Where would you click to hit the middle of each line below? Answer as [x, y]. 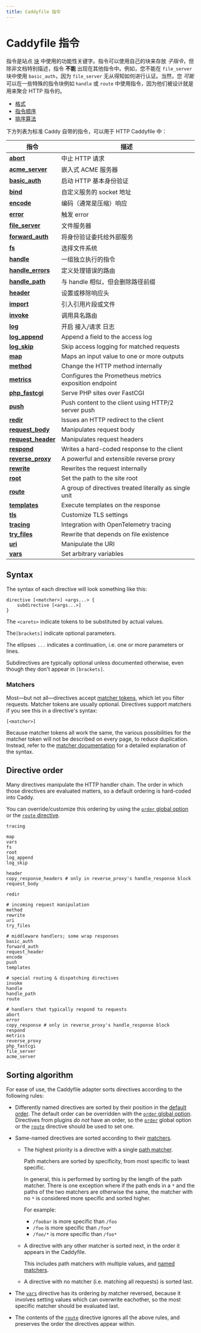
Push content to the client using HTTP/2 [118, 403]
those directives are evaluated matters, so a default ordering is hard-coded [99, 791]
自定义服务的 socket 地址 [96, 192]
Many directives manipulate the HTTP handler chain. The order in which [95, 785]
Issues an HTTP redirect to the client [112, 419]
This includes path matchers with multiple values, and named [99, 1264]
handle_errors [30, 270]
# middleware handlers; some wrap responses [63, 936]
